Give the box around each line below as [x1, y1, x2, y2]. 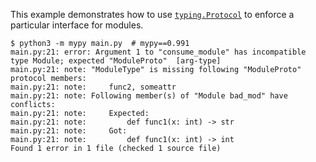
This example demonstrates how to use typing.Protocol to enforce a [10, 9, 295, 20]
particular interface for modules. [10, 19, 144, 31]
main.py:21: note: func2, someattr [10, 82, 177, 92]
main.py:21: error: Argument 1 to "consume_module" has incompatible [10, 47, 307, 57]
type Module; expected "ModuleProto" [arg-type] [10, 56, 222, 66]
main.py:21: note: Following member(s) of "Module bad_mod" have [10, 91, 288, 101]
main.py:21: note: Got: [10, 126, 128, 136]
